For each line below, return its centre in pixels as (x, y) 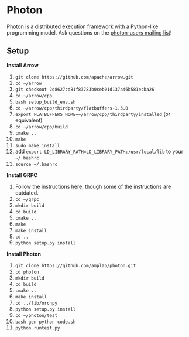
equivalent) (29, 120)
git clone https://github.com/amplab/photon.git (75, 265)
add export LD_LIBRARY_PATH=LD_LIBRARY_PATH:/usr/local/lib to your (99, 151)
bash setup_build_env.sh (45, 102)
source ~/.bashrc (36, 164)
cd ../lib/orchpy (36, 303)
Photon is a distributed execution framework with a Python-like (83, 26)
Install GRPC (22, 175)
